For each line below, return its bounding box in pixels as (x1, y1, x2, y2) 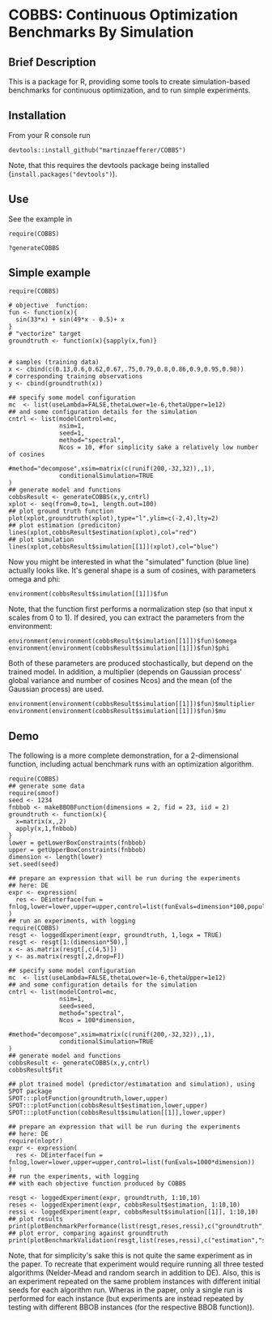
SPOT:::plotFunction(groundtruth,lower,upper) (8, 1094, 168, 1103)
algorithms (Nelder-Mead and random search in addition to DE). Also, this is (8, 1268, 261, 1278)
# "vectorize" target (8, 330, 82, 338)
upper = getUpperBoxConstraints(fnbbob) (8, 846, 147, 854)
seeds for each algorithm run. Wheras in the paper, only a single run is (8, 1285, 243, 1295)
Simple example (8, 266, 91, 280)
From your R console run (8, 130, 91, 140)
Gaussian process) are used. (8, 684, 104, 694)
